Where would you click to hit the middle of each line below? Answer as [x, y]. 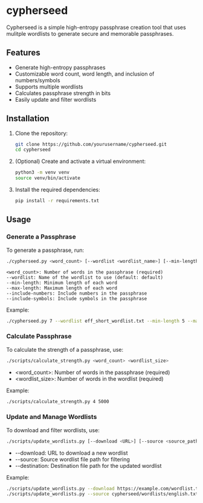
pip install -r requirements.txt [57, 201]
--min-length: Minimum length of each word [62, 283]
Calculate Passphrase [39, 337]
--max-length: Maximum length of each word [62, 288]
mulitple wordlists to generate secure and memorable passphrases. [90, 33]
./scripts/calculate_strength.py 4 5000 [58, 401]
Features [23, 53]
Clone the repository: [41, 133]
